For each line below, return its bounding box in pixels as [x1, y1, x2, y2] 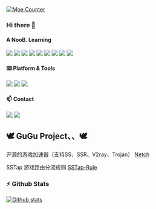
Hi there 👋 [6, 21, 36, 29]
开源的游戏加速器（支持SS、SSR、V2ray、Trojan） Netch [6, 151, 150, 158]
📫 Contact [6, 95, 34, 103]
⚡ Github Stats [6, 180, 50, 188]
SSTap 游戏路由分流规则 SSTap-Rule [6, 164, 97, 171]
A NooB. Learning [6, 36, 51, 43]
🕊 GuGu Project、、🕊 [6, 131, 88, 141]
